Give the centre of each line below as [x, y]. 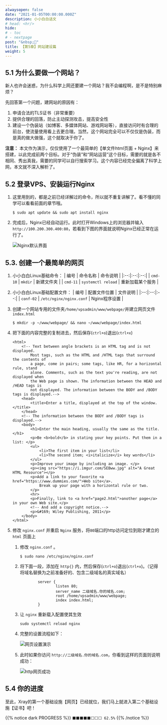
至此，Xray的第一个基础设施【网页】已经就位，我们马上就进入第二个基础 [80, 702]
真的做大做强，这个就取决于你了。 [52, 138]
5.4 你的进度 [24, 689]
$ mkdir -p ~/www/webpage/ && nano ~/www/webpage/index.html [77, 323]
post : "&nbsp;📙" [22, 42]
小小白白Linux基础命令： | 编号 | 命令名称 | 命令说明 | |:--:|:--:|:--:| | [81, 275]
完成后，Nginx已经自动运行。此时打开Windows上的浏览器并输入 [78, 223]
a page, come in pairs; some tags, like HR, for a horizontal [96, 364]
